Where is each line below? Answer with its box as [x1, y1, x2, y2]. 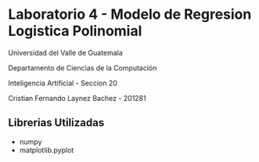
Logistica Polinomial [8, 22, 142, 40]
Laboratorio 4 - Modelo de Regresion [8, 5, 252, 23]
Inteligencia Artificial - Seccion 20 [8, 78, 117, 88]
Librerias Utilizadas [8, 116, 105, 130]
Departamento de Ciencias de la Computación [8, 63, 157, 72]
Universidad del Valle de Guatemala [8, 48, 123, 57]
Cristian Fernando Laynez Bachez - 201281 [8, 93, 146, 103]
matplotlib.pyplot [19, 145, 74, 154]
